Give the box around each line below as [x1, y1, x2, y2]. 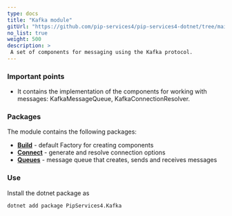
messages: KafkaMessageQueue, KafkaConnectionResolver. [17, 95, 191, 103]
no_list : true [7, 29, 48, 37]
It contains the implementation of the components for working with [17, 87, 207, 96]
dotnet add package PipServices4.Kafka [7, 202, 122, 209]
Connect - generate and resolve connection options [17, 148, 166, 156]
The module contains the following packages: [7, 127, 137, 136]
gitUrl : [7, 23, 30, 30]
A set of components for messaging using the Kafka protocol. [10, 49, 193, 56]
